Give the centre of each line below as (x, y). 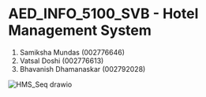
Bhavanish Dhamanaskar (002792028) (82, 69)
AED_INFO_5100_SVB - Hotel (103, 14)
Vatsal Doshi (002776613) (62, 61)
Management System (80, 30)
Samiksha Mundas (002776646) (72, 52)
